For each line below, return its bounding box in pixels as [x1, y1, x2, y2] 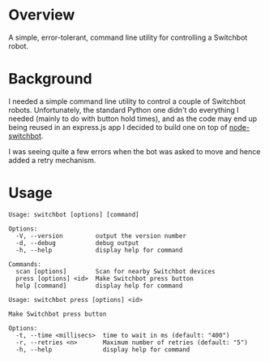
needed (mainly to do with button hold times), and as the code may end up [8, 114, 258, 123]
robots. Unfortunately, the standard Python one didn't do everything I [8, 105, 239, 114]
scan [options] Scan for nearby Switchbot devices [15, 267, 216, 275]
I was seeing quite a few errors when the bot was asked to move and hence [8, 146, 261, 156]
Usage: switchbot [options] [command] [8, 210, 139, 218]
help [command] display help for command [15, 282, 183, 290]
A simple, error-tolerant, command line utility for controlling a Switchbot [8, 32, 248, 42]
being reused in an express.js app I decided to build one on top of [8, 122, 228, 131]
